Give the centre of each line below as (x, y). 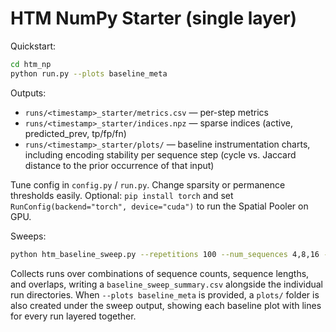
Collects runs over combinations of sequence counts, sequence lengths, (160, 273)
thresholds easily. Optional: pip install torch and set (122, 195)
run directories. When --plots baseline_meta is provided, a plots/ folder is (165, 294)
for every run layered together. (73, 316)
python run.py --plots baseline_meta (89, 73)
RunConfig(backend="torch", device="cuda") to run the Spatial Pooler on (159, 206)
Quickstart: (33, 46)
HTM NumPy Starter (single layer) (154, 18)
